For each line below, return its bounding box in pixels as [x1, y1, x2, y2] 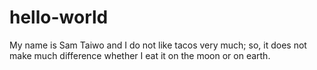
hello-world [9, 6, 109, 29]
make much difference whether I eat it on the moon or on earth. [9, 49, 271, 61]
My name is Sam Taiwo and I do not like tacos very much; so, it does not [9, 39, 307, 51]
